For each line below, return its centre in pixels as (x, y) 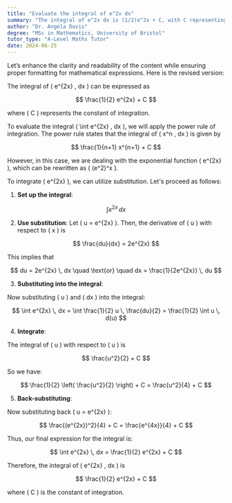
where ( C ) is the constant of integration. (66, 492)
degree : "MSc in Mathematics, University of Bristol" (86, 33)
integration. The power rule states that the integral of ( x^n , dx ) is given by (114, 134)
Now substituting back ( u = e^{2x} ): (59, 412)
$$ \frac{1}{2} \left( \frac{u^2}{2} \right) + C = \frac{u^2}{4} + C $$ (116, 385)
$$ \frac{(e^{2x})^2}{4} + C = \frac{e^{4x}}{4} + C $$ (116, 425)
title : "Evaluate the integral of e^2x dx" (71, 13)
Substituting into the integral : (60, 284)
